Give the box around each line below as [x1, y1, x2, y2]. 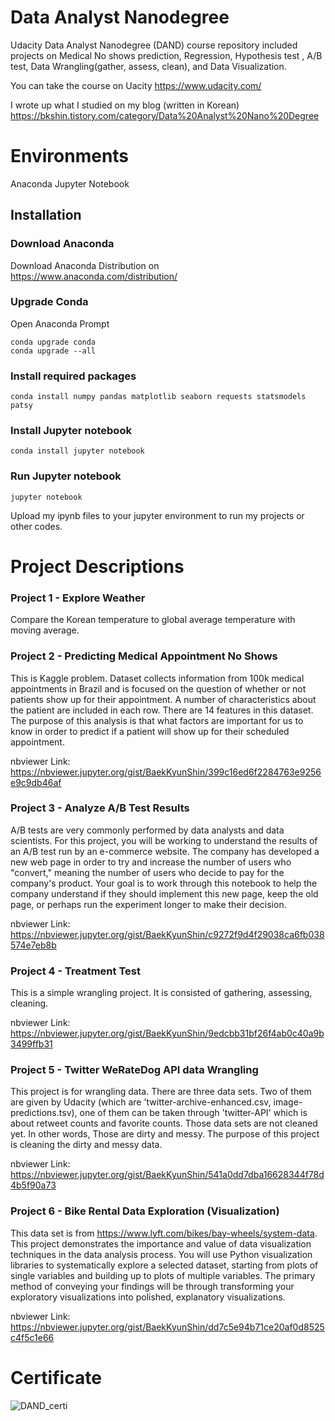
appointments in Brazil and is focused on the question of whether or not [10, 682, 307, 695]
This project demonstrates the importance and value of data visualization [10, 1237, 312, 1250]
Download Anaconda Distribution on [10, 259, 160, 271]
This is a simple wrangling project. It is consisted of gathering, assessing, [10, 987, 313, 999]
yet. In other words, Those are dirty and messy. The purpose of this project [10, 1128, 320, 1140]
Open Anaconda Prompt [10, 317, 110, 330]
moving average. [10, 624, 80, 636]
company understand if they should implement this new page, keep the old [10, 887, 319, 900]
